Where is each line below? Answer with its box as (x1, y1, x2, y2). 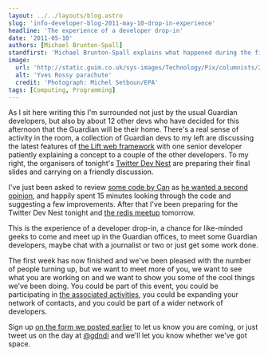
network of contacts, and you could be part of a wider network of (8, 299, 223, 308)
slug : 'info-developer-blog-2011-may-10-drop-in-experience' (8, 19, 216, 27)
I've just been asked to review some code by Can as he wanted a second (8, 183, 249, 192)
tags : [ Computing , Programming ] (8, 85, 116, 94)
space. (8, 339, 31, 349)
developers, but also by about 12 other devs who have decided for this (8, 117, 239, 126)
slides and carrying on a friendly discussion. (8, 167, 154, 176)
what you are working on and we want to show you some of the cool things (8, 273, 255, 283)
